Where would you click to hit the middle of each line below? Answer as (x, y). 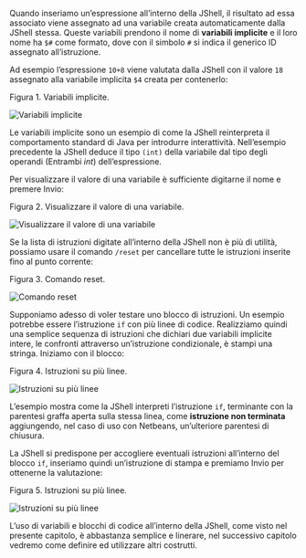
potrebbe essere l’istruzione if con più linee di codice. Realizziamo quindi (148, 324)
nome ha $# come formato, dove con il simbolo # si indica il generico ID (143, 42)
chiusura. (27, 436)
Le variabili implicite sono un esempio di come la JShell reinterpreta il (140, 132)
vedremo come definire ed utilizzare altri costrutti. (104, 545)
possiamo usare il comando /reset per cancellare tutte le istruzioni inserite (150, 252)
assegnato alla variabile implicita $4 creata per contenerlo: (119, 79)
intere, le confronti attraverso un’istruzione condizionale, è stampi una (141, 343)
